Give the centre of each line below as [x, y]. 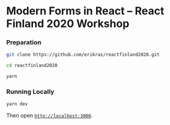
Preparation [24, 42]
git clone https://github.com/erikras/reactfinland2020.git [83, 55]
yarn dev [17, 104]
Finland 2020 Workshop [68, 24]
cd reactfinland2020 [32, 66]
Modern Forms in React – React [85, 11]
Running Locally [30, 92]
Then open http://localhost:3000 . [50, 115]
